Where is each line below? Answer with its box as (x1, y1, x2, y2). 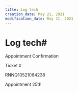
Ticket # (5, 63, 22, 69)
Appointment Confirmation (5, 53, 59, 59)
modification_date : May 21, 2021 (5, 16, 74, 21)
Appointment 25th (5, 81, 42, 88)
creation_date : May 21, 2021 (5, 12, 65, 17)
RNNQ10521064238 (5, 72, 46, 78)
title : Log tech (5, 7, 38, 12)
